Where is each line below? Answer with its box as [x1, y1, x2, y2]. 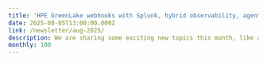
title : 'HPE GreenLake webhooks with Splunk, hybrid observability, [8, 11, 240, 20]
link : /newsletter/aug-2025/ [8, 26, 105, 34]
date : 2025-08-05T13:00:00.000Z [8, 19, 115, 27]
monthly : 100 [8, 41, 52, 49]
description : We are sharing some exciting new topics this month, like [8, 33, 254, 42]
